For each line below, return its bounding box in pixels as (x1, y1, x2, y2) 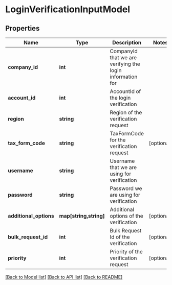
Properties (5, 24, 40, 33)
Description (112, 39, 142, 46)
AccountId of (110, 88, 141, 95)
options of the (110, 212, 143, 219)
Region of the (110, 109, 142, 116)
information (110, 73, 138, 80)
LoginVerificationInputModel (5, 4, 131, 15)
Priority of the (110, 248, 143, 255)
